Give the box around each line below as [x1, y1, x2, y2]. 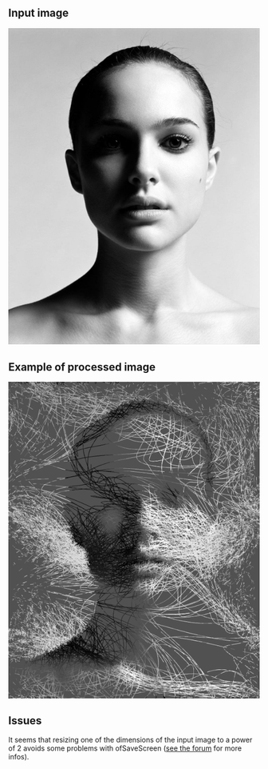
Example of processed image [8, 360, 156, 374]
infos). [8, 752, 30, 762]
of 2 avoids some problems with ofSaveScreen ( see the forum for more [8, 743, 242, 753]
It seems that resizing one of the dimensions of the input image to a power [8, 735, 253, 745]
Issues [8, 714, 42, 727]
